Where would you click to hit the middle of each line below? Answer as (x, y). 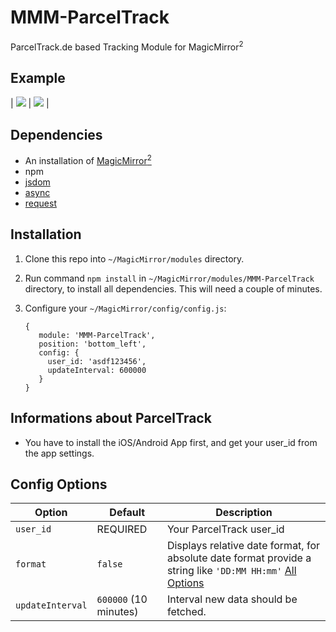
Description (244, 513)
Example (38, 77)
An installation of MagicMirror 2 (88, 159)
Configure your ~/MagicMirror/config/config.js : (125, 308)
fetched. (186, 612)
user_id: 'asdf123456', (97, 361)
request (40, 203)
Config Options (59, 484)
